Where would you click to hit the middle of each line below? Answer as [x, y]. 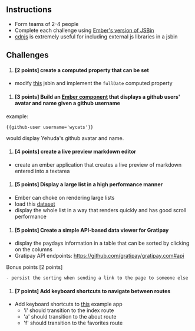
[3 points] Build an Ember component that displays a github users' [97, 97]
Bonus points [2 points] [34, 267]
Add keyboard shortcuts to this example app [68, 304]
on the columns [34, 249]
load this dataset [35, 204]
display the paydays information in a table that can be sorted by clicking [102, 243]
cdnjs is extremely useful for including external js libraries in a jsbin [96, 36]
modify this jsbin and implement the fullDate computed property [93, 83]
